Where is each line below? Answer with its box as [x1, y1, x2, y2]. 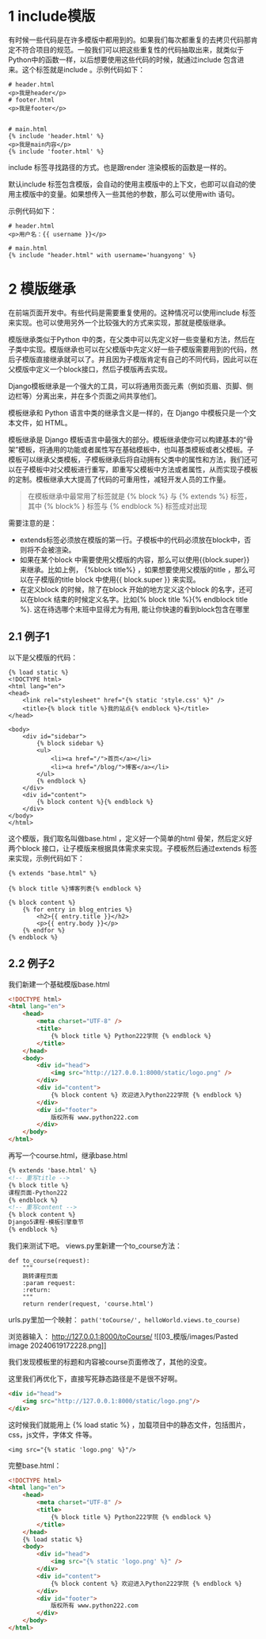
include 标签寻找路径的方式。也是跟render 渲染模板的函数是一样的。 [8, 162, 231, 171]
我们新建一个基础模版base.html [8, 979, 110, 989]
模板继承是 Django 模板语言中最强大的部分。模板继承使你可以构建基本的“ [8, 434, 247, 444]
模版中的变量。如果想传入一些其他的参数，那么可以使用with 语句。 [21, 189, 239, 198]
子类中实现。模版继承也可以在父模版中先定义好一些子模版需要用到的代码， [8, 344, 251, 354]
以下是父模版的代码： [8, 652, 78, 662]
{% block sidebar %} [36, 739, 104, 747]
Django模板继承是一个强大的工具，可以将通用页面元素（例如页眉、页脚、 [8, 381, 247, 391]
